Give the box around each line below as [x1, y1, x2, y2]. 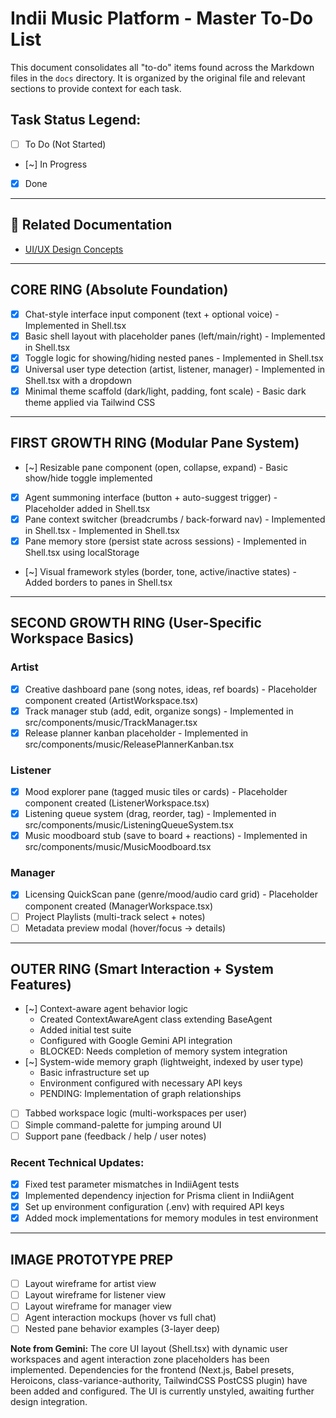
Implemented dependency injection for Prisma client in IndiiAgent [24, 1190, 295, 1202]
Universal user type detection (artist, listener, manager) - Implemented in [24, 363, 326, 375]
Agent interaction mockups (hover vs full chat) [24, 1312, 217, 1324]
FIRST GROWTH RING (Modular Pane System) [10, 435, 300, 452]
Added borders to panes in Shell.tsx [24, 576, 173, 588]
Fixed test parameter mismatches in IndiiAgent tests [24, 1178, 240, 1190]
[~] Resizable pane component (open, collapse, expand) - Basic [24, 461, 288, 473]
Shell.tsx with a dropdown [24, 374, 132, 386]
